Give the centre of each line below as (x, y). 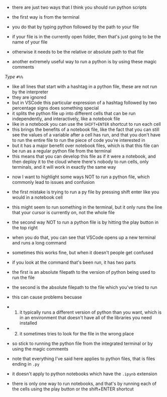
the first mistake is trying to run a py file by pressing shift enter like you (86, 192)
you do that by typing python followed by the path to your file (75, 27)
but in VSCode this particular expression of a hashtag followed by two (84, 103)
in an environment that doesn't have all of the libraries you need (86, 317)
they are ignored (29, 97)
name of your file (30, 42)
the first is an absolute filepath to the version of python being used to (83, 272)
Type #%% (14, 77)
